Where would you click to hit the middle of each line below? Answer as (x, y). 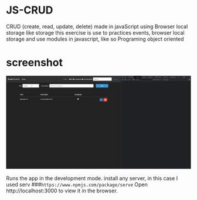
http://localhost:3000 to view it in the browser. (62, 191)
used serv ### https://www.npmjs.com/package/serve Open (77, 184)
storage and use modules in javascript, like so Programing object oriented (95, 39)
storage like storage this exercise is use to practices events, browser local (95, 32)
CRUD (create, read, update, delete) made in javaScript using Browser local (97, 26)
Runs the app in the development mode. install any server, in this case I (92, 178)
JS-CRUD (30, 10)
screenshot (35, 63)
